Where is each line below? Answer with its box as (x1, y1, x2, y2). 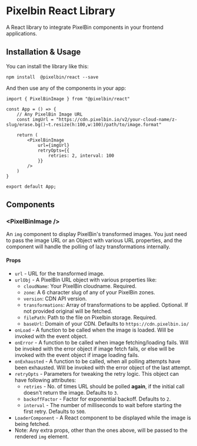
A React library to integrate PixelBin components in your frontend (6, 24, 163, 31)
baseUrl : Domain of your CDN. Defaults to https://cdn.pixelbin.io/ (23, 320, 189, 327)
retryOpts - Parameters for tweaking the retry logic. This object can (14, 370, 179, 377)
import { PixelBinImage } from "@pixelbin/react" (6, 96, 131, 101)
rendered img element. (14, 432, 69, 440)
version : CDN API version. (23, 295, 87, 302)
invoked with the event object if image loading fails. (14, 351, 139, 358)
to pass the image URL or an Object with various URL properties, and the (6, 237, 182, 244)
